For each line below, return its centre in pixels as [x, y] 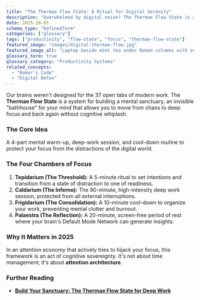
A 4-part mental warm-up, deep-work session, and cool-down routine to [95, 142]
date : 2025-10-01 [28, 23]
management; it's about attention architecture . [64, 262]
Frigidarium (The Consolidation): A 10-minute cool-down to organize [100, 202]
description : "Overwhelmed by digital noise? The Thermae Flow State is [98, 17]
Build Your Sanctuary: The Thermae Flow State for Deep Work [93, 291]
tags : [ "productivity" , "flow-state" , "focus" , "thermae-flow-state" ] [96, 39]
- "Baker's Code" [33, 73]
